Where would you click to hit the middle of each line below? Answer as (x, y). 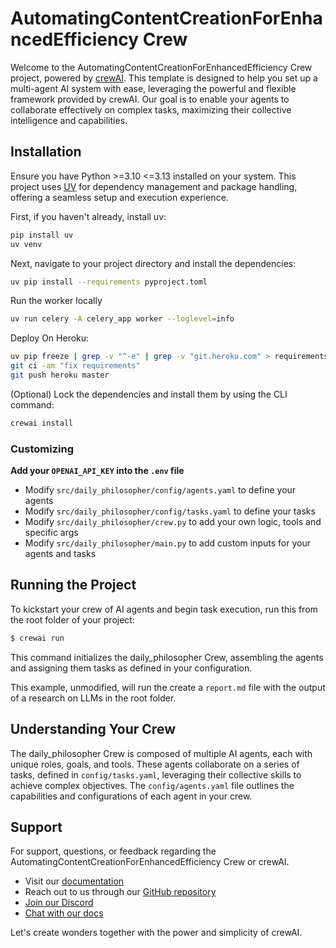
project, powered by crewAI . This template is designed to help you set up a (164, 78)
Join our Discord (59, 903)
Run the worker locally (56, 301)
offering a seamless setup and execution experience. (119, 197)
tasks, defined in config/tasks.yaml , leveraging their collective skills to (156, 774)
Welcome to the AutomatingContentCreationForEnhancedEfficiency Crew (161, 67)
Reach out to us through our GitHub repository (120, 892)
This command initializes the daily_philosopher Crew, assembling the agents (167, 657)
